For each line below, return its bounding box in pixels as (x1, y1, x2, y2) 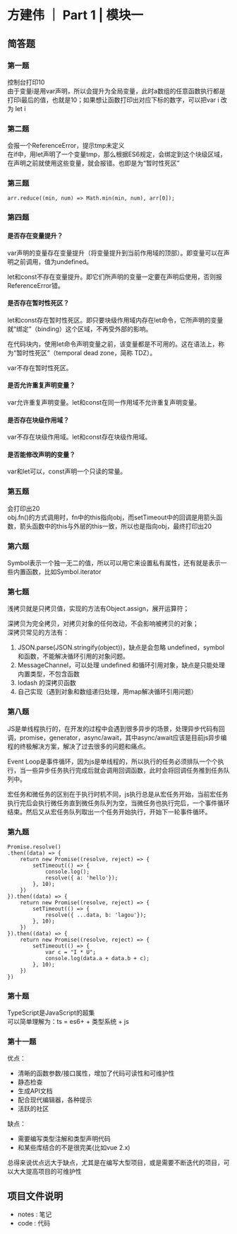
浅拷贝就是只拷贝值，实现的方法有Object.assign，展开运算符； (7, 604, 190, 613)
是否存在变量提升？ (7, 231, 63, 240)
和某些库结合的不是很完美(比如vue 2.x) (17, 1143, 130, 1152)
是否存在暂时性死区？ (7, 299, 69, 307)
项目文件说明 (7, 1190, 63, 1202)
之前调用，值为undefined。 (13, 257, 93, 266)
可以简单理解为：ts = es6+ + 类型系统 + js (7, 1017, 129, 1026)
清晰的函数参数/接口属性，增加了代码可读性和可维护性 (17, 1069, 175, 1078)
